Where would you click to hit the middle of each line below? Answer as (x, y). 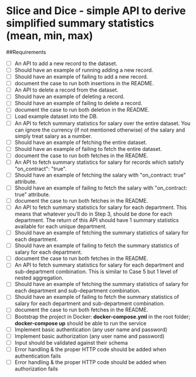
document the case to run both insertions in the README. (84, 83)
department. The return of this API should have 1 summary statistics (97, 220)
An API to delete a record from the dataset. (66, 90)
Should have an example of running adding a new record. (84, 70)
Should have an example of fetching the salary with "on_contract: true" (100, 175)
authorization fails (36, 369)
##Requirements (26, 52)
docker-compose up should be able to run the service (80, 323)
